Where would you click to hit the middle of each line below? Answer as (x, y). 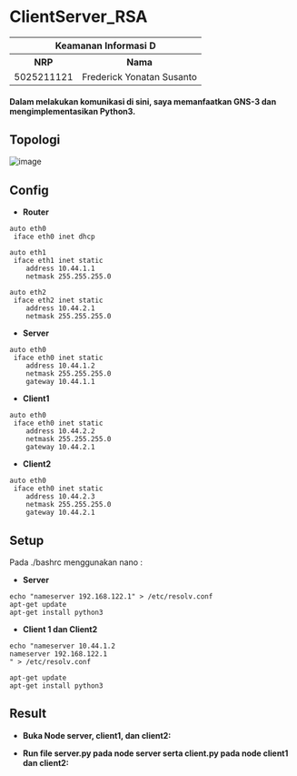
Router (36, 212)
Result (28, 714)
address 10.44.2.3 (60, 497)
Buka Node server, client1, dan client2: (97, 735)
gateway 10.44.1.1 (60, 382)
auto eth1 (28, 253)
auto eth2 (28, 293)
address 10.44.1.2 (60, 366)
